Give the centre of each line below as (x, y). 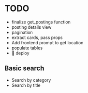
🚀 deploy (20, 53)
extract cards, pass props (37, 37)
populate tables (27, 48)
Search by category (31, 80)
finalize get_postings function (41, 22)
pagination (22, 32)
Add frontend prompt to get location (47, 42)
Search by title (26, 85)
